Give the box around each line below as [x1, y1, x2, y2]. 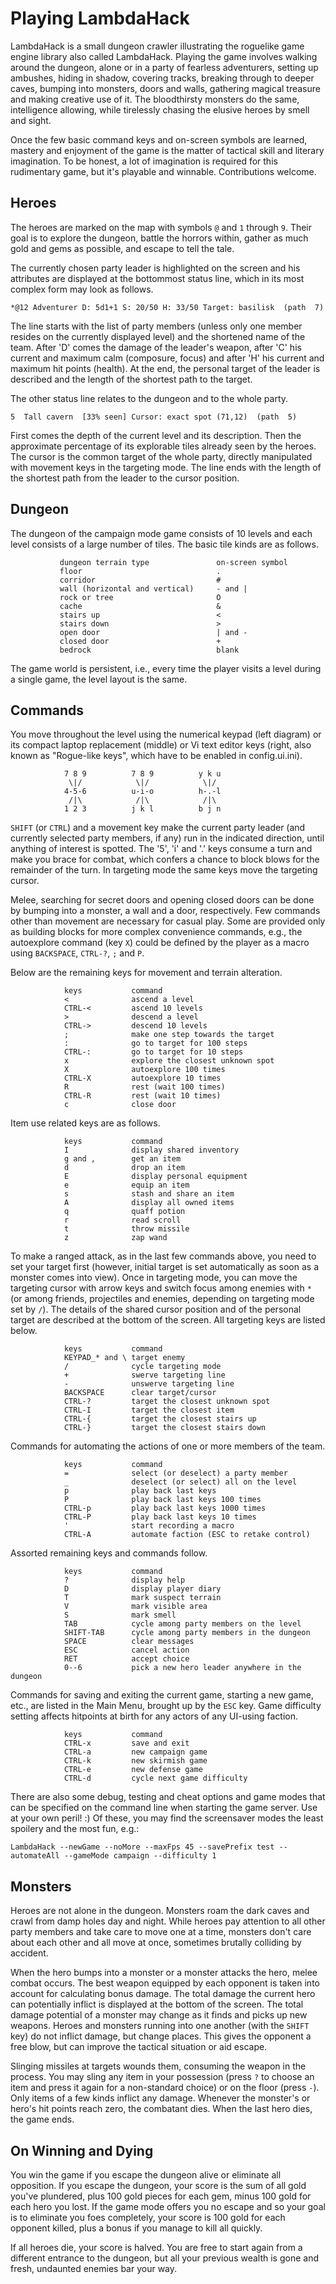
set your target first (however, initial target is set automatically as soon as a [10, 1261, 320, 1273]
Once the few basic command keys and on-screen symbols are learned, [10, 133, 308, 146]
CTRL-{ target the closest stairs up [63, 1414, 257, 1424]
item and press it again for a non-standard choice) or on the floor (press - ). [10, 2082, 320, 2094]
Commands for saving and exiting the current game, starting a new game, [10, 1689, 314, 1701]
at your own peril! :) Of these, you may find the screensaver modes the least [10, 1812, 324, 1824]
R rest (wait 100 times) [63, 1082, 226, 1092]
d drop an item [63, 1163, 186, 1173]
